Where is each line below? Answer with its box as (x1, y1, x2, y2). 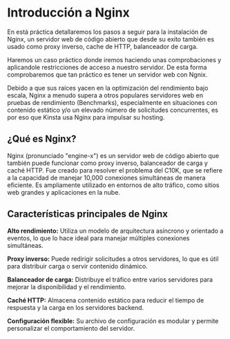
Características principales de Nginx (7, 209, 168, 220)
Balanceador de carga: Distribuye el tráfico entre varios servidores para (7, 275, 213, 284)
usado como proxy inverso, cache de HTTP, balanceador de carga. (7, 42, 198, 50)
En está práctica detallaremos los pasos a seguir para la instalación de (7, 28, 208, 36)
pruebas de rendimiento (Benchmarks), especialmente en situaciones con (7, 98, 218, 106)
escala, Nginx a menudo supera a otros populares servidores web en (7, 91, 204, 99)
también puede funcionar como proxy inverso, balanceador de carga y (7, 159, 209, 167)
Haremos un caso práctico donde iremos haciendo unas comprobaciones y (7, 55, 222, 64)
